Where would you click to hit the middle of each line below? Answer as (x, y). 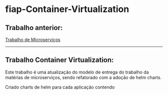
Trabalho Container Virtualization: (59, 60)
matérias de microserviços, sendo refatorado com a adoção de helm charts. (83, 77)
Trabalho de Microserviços (33, 39)
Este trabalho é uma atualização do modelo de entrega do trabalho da (77, 72)
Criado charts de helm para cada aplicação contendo (60, 87)
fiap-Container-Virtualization (67, 9)
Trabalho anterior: (34, 28)
